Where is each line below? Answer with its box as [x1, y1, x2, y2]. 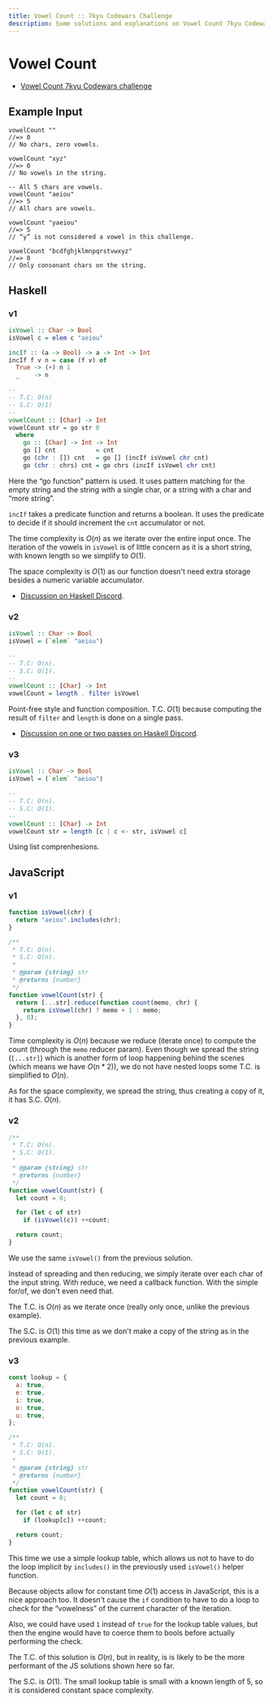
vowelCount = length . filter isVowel [8, 690, 140, 698]
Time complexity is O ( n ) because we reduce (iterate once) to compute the [8, 1036, 257, 1046]
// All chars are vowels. [8, 205, 96, 213]
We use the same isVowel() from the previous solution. [8, 1253, 193, 1263]
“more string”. [8, 493, 55, 503]
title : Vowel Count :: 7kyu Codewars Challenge [8, 11, 173, 20]
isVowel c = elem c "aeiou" [8, 334, 104, 342]
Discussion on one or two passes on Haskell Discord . [19, 729, 199, 739]
